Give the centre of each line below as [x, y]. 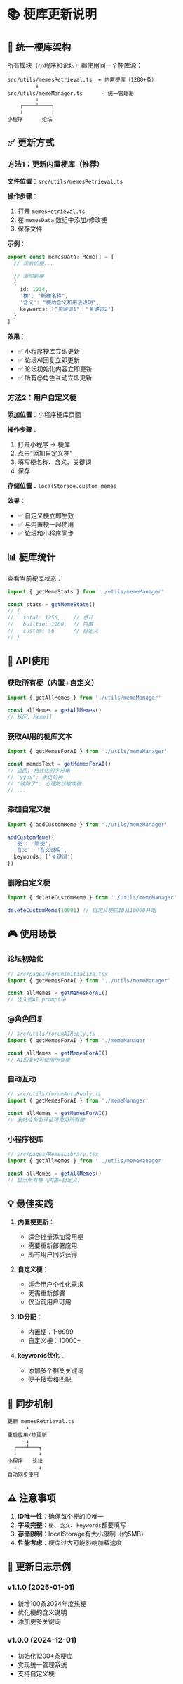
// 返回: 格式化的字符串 [39, 771]
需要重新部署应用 [53, 1246]
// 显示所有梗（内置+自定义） [45, 1180]
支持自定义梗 [36, 1673]
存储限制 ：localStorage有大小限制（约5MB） [82, 1534]
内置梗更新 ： [36, 1222]
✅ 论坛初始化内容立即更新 [55, 369]
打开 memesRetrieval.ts [51, 211]
